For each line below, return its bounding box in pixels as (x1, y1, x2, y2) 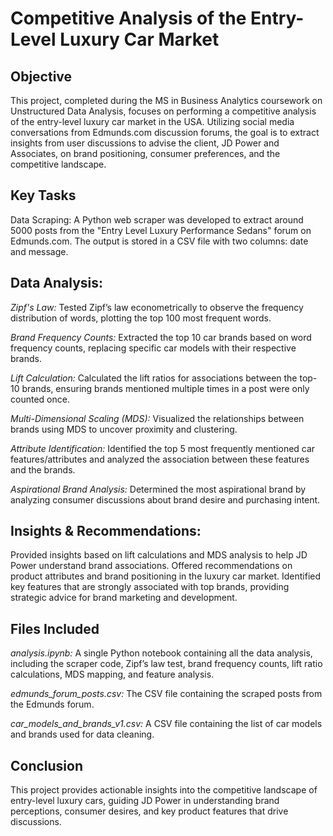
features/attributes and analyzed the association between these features (10, 453, 310, 465)
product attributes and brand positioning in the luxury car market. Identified (10, 570, 322, 582)
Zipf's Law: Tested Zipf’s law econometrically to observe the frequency (10, 301, 304, 313)
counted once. (10, 393, 70, 405)
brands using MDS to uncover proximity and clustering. (10, 423, 238, 435)
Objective (10, 68, 73, 85)
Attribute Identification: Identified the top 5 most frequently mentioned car (10, 442, 316, 454)
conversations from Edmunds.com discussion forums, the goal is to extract (10, 127, 320, 138)
